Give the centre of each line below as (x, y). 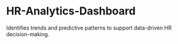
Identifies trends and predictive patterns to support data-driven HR (89, 28)
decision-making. (28, 34)
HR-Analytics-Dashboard (71, 11)
